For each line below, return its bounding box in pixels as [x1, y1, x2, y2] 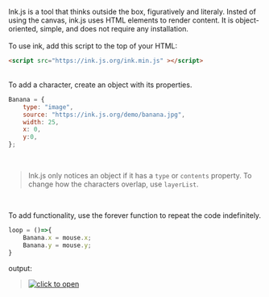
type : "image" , [23, 102, 74, 111]
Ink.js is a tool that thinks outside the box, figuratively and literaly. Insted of [8, 7, 256, 16]
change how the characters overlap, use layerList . [27, 179, 199, 189]
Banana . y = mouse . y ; [23, 241, 92, 249]
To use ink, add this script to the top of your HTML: [8, 41, 178, 51]
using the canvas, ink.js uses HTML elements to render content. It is [8, 15, 234, 25]
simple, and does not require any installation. [39, 24, 189, 33]
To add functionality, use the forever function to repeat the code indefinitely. [8, 211, 262, 220]
